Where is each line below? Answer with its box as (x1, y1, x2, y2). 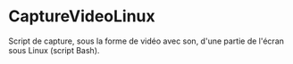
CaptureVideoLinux (8, 6, 155, 27)
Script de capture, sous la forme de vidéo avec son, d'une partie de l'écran (8, 36, 285, 46)
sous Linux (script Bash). (8, 44, 100, 55)
